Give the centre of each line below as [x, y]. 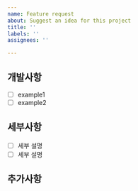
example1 [31, 94]
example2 [32, 103]
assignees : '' [28, 40]
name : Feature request [41, 14]
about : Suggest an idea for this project [69, 21]
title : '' [22, 27]
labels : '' [23, 34]
